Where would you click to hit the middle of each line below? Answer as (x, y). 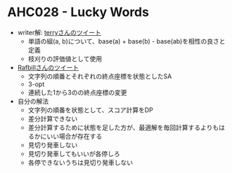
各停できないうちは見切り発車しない (80, 162)
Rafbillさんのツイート (48, 67)
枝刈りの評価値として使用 (65, 58)
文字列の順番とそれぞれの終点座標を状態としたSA (100, 76)
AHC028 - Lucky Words (78, 12)
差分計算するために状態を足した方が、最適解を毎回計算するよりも (123, 127)
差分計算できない (53, 118)
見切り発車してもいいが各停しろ (74, 153)
